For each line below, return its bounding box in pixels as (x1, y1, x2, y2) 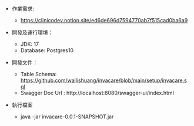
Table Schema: (20, 71, 57, 77)
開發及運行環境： (11, 29, 53, 36)
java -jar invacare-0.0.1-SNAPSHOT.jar (20, 113, 114, 120)
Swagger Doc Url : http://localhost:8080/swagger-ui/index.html (20, 90, 175, 96)
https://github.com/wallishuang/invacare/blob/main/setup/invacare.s (20, 77, 187, 84)
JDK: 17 (20, 40, 39, 47)
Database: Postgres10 (20, 47, 73, 54)
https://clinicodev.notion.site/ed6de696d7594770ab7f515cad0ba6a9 (20, 17, 188, 23)
